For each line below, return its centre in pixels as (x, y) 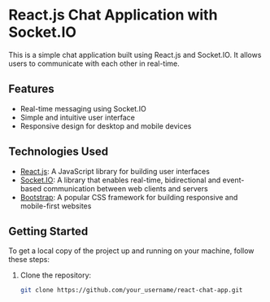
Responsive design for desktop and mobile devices (106, 126)
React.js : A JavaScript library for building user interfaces (115, 171)
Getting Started (48, 231)
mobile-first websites (56, 206)
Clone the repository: (56, 275)
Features (31, 89)
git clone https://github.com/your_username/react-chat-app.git (131, 291)
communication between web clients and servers (126, 188)
